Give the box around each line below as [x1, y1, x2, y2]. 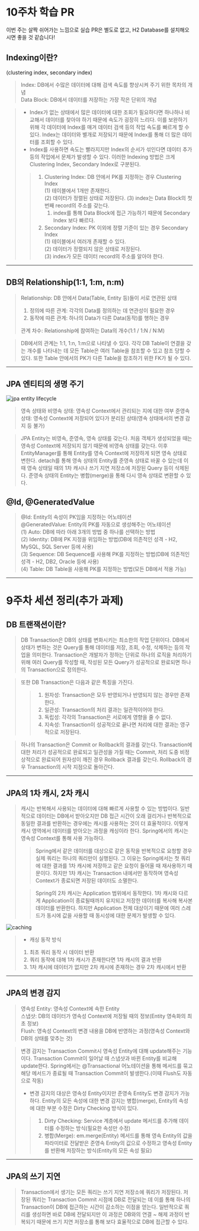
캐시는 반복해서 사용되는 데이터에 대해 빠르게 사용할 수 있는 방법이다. [20, 805, 179, 812]
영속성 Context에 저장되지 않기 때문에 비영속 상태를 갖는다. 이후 [20, 442, 168, 449]
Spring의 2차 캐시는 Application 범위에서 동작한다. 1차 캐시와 [35, 889, 178, 897]
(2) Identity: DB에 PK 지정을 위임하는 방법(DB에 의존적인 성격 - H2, [20, 536, 178, 543]
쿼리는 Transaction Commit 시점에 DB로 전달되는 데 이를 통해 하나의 [31, 1195, 191, 1203]
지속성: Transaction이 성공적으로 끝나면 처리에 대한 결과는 [44, 721, 179, 728]
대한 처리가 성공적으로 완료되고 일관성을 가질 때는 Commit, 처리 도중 [20, 749, 179, 756]
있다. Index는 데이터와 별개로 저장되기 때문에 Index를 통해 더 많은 [29, 131, 181, 138]
